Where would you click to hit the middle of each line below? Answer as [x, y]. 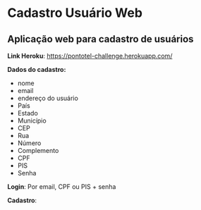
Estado [28, 113]
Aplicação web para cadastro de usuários [100, 39]
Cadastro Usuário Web [75, 13]
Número [29, 143]
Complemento [38, 150]
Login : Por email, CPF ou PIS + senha [62, 187]
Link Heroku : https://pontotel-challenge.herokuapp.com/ [90, 56]
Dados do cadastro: [37, 69]
